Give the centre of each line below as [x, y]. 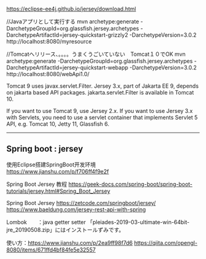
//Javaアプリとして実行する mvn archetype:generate [73, 21]
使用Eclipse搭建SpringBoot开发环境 [51, 164]
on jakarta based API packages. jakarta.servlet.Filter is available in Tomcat [100, 92]
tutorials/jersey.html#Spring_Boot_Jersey [58, 191]
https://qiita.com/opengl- [166, 242]
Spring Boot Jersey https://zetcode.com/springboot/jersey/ [81, 203]
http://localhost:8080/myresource [49, 41]
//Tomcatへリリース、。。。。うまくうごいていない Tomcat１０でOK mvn [96, 54]
